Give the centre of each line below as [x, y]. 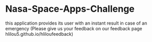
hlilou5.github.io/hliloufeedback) [39, 34]
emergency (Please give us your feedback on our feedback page [74, 28]
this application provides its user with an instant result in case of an [76, 23]
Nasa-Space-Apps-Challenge [70, 9]
